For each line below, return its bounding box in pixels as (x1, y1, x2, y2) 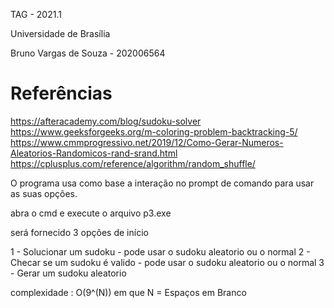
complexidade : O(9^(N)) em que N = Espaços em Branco (10, 286, 247, 298)
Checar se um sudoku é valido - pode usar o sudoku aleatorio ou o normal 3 (10, 256, 325, 268)
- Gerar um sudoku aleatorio (10, 267, 127, 279)
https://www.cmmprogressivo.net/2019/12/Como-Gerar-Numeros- (10, 136, 284, 148)
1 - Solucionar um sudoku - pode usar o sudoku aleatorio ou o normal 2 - (10, 245, 311, 258)
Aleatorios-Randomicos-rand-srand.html (10, 147, 178, 159)
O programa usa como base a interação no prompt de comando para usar (10, 177, 315, 189)
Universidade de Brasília (10, 28, 111, 39)
